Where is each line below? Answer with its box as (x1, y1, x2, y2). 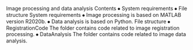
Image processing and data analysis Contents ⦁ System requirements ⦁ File (6, 5, 188, 12)
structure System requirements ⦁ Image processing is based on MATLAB (6, 12, 182, 18)
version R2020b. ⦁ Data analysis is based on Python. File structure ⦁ (6, 18, 171, 25)
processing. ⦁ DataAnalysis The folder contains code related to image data (6, 31, 187, 37)
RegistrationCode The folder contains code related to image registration (6, 24, 180, 31)
